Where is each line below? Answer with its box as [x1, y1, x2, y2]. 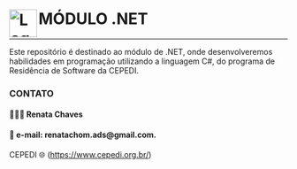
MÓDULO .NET [38, 9, 148, 29]
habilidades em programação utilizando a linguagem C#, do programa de [9, 56, 276, 66]
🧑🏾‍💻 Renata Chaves [9, 109, 84, 119]
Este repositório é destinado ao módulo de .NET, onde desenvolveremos [9, 46, 273, 57]
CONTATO [9, 87, 55, 99]
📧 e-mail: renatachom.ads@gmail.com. [9, 129, 157, 141]
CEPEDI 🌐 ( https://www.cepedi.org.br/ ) [9, 149, 152, 159]
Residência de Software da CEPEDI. [9, 65, 140, 75]
